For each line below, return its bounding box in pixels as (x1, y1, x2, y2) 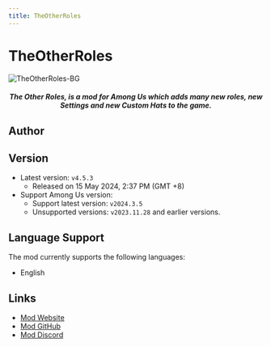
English (19, 268, 45, 277)
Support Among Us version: (19, 190, 113, 200)
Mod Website (19, 312, 65, 322)
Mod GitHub (19, 321, 61, 331)
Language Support (8, 231, 105, 244)
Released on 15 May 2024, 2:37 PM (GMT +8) (32, 181, 184, 191)
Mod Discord (19, 329, 64, 340)
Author (8, 124, 44, 138)
